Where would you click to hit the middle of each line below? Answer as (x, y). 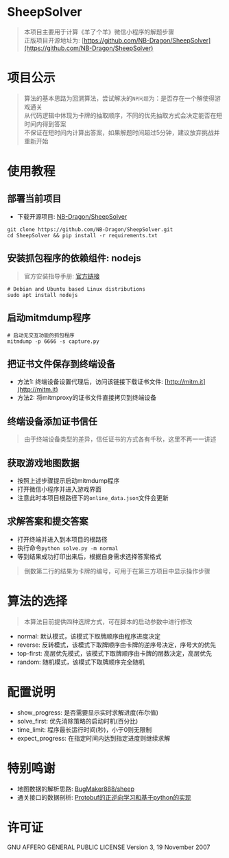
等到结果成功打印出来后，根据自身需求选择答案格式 (89, 556)
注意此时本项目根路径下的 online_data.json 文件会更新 (93, 497)
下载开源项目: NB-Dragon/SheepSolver (72, 216)
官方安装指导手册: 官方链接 (62, 276)
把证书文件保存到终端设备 (61, 364)
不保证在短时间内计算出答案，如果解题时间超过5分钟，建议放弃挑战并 (122, 132)
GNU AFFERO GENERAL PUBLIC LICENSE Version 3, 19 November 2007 (109, 847)
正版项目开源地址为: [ (54, 40)
